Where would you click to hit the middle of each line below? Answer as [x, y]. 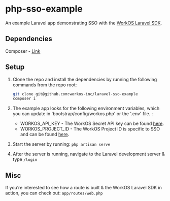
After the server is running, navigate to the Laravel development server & [89, 154]
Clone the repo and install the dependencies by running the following [85, 79]
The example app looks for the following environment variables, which [86, 108]
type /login [25, 159]
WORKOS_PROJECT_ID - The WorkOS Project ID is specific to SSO [90, 129]
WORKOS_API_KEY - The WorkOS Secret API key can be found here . [92, 124]
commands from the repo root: [45, 85]
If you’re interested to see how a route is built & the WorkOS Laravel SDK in [84, 188]
